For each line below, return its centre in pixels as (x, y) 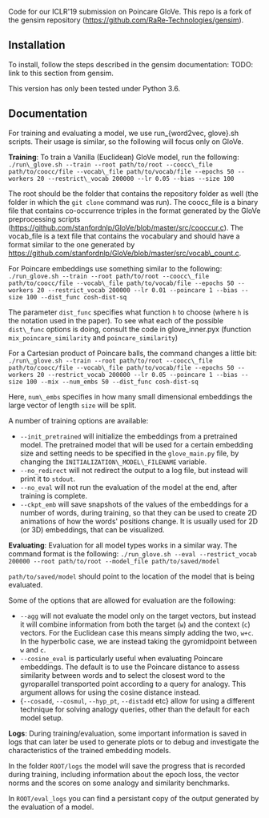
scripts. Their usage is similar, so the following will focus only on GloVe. (126, 141)
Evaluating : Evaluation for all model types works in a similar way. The (123, 545)
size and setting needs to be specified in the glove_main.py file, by (129, 453)
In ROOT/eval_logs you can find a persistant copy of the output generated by (134, 798)
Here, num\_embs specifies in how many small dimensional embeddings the (130, 396)
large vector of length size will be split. (72, 405)
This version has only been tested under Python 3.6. (94, 88)
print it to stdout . (48, 479)
